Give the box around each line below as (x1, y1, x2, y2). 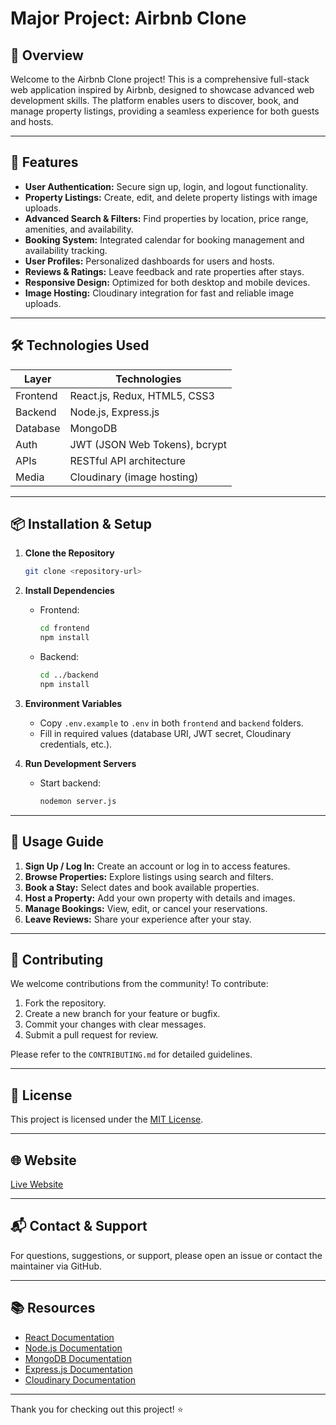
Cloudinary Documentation (24, 1373, 137, 1386)
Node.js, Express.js (69, 405, 160, 419)
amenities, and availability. (24, 223, 134, 235)
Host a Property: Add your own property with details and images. (24, 892, 296, 904)
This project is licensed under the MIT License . (10, 1113, 204, 1126)
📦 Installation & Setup (10, 516, 153, 533)
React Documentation (24, 1331, 115, 1343)
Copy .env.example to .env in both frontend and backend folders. (39, 717, 304, 729)
